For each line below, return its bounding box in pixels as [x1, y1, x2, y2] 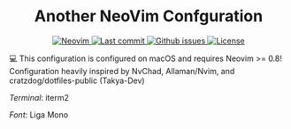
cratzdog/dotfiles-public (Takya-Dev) [9, 75, 145, 86]
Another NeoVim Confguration [34, 6, 264, 27]
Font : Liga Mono [9, 109, 69, 120]
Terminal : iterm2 [9, 92, 69, 102]
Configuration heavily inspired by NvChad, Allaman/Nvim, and [9, 65, 235, 76]
